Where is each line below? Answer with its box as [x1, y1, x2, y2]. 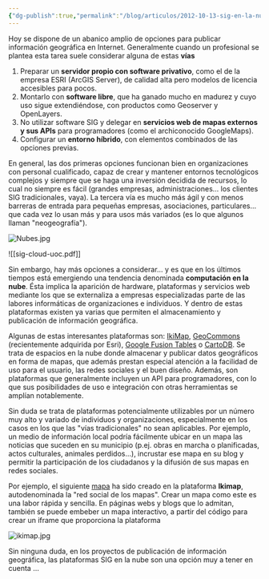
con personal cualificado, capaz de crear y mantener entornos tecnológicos [8, 167, 259, 176]
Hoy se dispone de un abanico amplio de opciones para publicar [8, 34, 222, 43]
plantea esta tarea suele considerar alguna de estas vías [8, 50, 195, 60]
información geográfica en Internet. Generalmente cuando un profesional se [8, 42, 260, 52]
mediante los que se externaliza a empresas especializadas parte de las [8, 290, 246, 300]
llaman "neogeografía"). [8, 218, 88, 227]
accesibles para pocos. [19, 83, 98, 93]
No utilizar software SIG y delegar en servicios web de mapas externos [19, 117, 259, 127]
